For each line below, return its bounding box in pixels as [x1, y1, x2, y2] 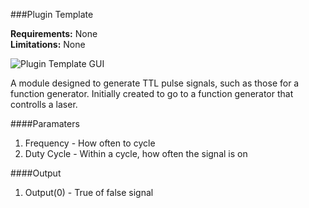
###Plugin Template [10, 9, 94, 20]
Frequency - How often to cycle [24, 137, 156, 149]
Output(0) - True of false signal [24, 187, 154, 198]
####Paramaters [10, 118, 80, 129]
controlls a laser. [10, 99, 78, 110]
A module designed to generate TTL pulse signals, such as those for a [10, 77, 300, 89]
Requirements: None [10, 28, 98, 39]
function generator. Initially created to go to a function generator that [10, 88, 294, 99]
